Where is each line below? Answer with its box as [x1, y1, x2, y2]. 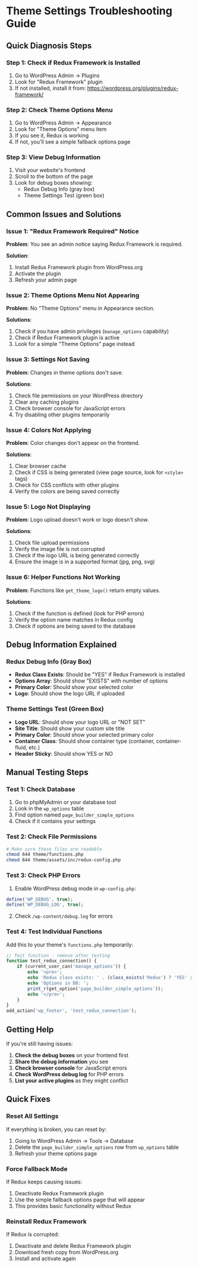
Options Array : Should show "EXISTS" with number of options [14, 677, 168, 684]
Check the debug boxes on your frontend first [14, 1052, 129, 1059]
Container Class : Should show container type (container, [14, 737, 155, 744]
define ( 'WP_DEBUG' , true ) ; [6, 896, 73, 902]
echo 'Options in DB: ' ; [27, 980, 89, 986]
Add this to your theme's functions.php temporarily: [6, 941, 134, 948]
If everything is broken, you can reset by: [6, 1126, 107, 1133]
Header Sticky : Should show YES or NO [14, 750, 113, 757]
